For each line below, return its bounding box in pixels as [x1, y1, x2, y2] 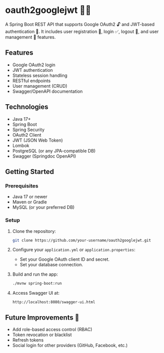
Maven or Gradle [12, 199, 47, 205]
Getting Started [5, 167, 54, 176]
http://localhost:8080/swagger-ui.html [12, 300, 96, 305]
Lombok [12, 142, 30, 149]
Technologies [5, 103, 49, 111]
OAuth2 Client [12, 132, 41, 138]
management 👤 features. [5, 34, 56, 40]
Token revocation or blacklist [12, 332, 72, 338]
